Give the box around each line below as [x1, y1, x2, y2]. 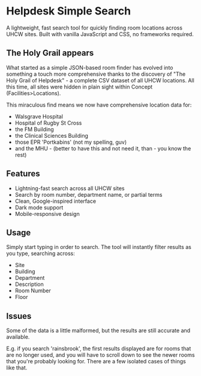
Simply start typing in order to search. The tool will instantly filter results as [6, 244, 192, 251]
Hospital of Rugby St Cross [14, 119, 82, 126]
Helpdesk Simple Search [6, 4, 131, 18]
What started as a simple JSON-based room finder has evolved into [6, 64, 173, 71]
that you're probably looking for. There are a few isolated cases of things [6, 358, 186, 365]
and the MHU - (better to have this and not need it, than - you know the [14, 144, 191, 152]
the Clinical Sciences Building [14, 132, 89, 139]
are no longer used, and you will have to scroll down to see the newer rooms [6, 351, 195, 359]
